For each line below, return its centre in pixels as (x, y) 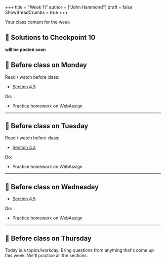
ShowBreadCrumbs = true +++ (37, 12)
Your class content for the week (38, 22)
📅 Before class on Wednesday (52, 187)
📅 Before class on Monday (46, 65)
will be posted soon (25, 50)
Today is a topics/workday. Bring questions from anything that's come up (80, 250)
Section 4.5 (24, 199)
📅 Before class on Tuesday (47, 126)
